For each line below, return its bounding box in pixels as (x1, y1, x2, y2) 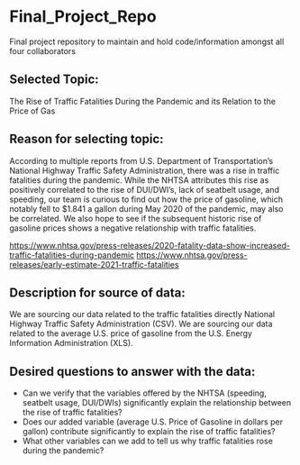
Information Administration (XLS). (9, 338, 133, 349)
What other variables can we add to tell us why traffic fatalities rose (22, 435, 273, 447)
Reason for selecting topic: (9, 132, 164, 147)
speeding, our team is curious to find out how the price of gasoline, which (9, 194, 284, 205)
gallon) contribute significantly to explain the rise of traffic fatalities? (22, 426, 276, 437)
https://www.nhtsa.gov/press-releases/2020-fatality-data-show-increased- (9, 240, 291, 251)
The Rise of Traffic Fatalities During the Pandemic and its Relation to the (9, 96, 277, 106)
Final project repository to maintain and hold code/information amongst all (9, 36, 285, 47)
